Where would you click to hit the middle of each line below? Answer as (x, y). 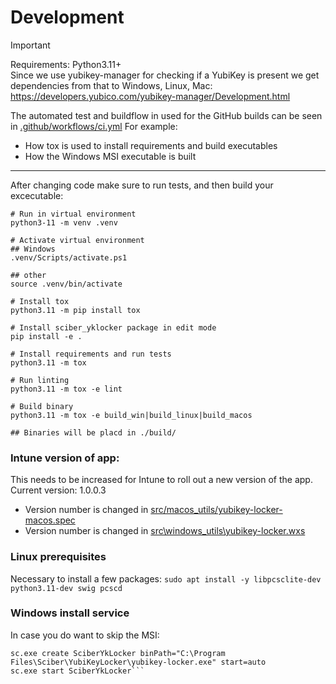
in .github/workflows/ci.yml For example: (94, 126)
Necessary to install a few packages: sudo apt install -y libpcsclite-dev (166, 578)
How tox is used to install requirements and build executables (151, 145)
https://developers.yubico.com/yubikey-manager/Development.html (150, 96)
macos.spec (50, 520)
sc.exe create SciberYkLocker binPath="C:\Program (118, 653)
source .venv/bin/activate (66, 284)
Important (30, 45)
